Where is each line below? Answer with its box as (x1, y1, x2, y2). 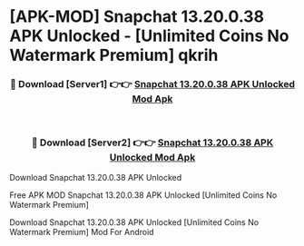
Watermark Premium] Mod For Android (9, 226, 154, 237)
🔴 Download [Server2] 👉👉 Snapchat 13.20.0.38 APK (31, 136, 274, 149)
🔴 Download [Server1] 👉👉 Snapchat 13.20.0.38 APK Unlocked (9, 78, 296, 91)
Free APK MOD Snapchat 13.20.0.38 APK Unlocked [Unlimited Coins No (9, 189, 278, 201)
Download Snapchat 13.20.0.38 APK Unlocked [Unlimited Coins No (9, 216, 260, 228)
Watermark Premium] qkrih (9, 45, 219, 65)
